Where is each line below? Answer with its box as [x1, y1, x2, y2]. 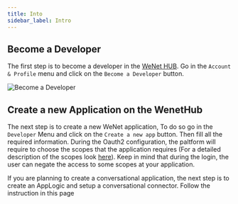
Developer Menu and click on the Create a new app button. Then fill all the [7, 130, 222, 139]
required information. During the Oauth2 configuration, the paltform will [7, 137, 216, 146]
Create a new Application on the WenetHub [7, 103, 203, 115]
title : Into [7, 10, 43, 18]
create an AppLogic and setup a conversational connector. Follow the [7, 181, 211, 190]
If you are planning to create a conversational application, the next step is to [7, 174, 229, 183]
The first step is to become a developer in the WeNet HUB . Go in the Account [7, 62, 231, 71]
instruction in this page [7, 189, 75, 198]
